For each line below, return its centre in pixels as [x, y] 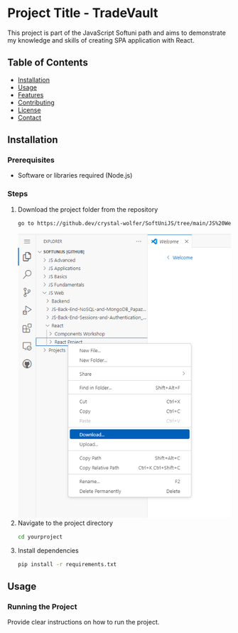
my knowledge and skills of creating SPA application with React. [101, 40]
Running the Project [42, 607]
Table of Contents [48, 63]
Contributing [36, 102]
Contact [29, 117]
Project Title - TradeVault [83, 13]
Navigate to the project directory [65, 523]
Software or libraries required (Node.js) [75, 175]
